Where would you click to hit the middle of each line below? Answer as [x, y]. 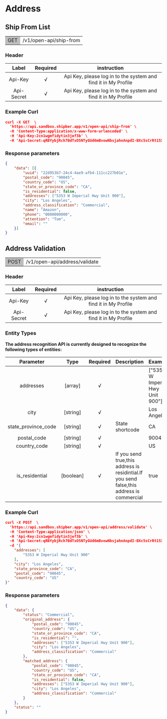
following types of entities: [34, 349]
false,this [126, 485]
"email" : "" [36, 224]
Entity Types [21, 333]
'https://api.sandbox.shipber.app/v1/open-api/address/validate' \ [81, 527]
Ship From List [28, 27]
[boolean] [73, 476]
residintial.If [129, 473]
